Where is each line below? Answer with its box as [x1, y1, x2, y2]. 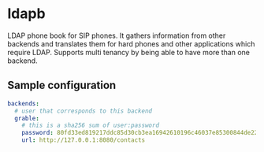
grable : [14, 114, 40, 122]
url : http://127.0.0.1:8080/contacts [21, 136, 146, 144]
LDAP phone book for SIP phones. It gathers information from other [7, 31, 226, 40]
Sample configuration [7, 79, 117, 92]
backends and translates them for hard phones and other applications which [7, 39, 255, 48]
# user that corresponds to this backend [14, 107, 153, 115]
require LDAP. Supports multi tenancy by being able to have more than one [7, 47, 250, 57]
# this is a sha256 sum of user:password [21, 121, 159, 130]
